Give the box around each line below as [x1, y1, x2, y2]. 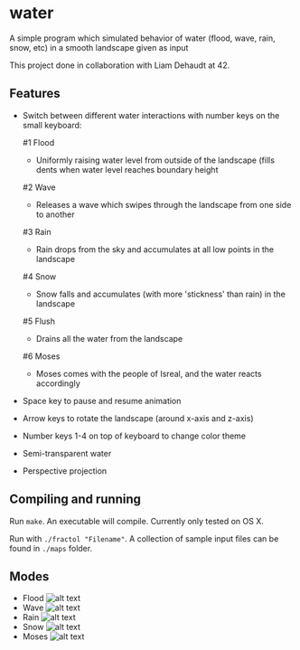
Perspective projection [22, 465, 108, 476]
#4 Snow [22, 270, 57, 282]
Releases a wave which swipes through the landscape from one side [35, 199, 292, 210]
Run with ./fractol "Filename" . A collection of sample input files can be [9, 532, 279, 544]
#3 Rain [22, 226, 52, 237]
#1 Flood [22, 137, 55, 147]
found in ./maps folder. [9, 542, 93, 553]
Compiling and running [9, 492, 142, 507]
